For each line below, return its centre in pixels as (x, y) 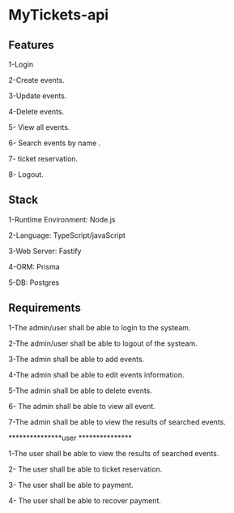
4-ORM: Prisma (34, 266)
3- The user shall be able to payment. (71, 485)
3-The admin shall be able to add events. (77, 359)
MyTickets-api (59, 15)
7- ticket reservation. (43, 159)
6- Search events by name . (55, 143)
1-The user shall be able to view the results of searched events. (114, 453)
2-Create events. (36, 80)
